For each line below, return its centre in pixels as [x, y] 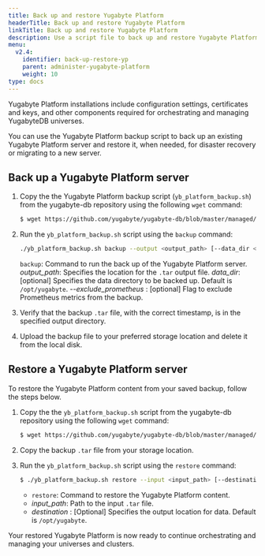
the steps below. [35, 397]
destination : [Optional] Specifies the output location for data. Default [144, 511]
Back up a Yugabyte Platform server [99, 177]
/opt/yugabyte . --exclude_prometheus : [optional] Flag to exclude [126, 289]
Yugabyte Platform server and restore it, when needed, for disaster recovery [132, 144]
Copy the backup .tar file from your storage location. [106, 450]
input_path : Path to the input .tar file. [92, 503]
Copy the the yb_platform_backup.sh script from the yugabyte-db [125, 412]
